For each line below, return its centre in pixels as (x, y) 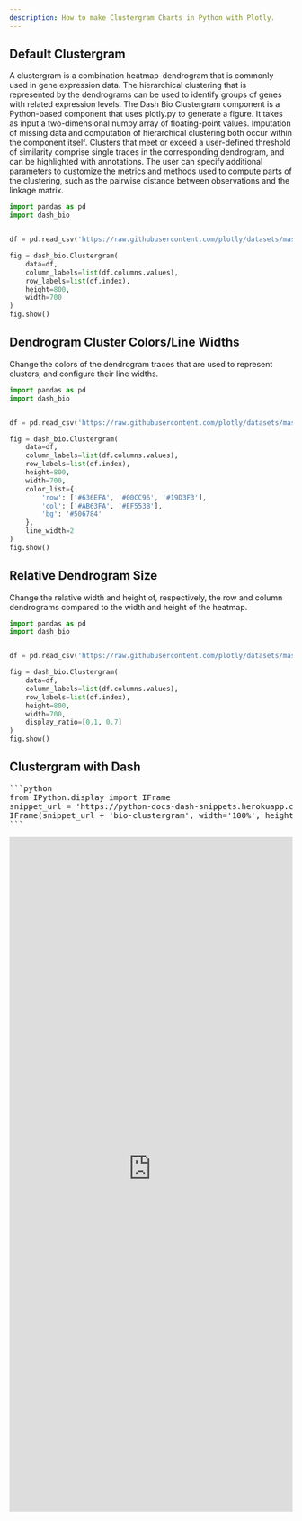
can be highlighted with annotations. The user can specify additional (136, 162)
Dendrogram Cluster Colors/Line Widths (124, 342)
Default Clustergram (67, 54)
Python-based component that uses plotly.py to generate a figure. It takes (146, 114)
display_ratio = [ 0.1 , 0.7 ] (74, 722)
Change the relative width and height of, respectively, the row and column (146, 597)
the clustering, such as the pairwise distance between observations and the (150, 181)
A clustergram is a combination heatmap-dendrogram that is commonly (142, 76)
